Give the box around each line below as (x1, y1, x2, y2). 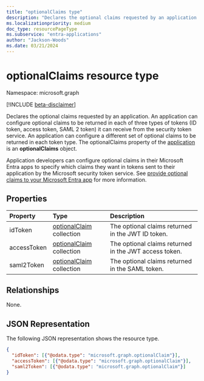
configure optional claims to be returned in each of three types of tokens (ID (6, 119, 197, 126)
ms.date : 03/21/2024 (6, 43, 59, 49)
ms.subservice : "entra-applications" (6, 32, 102, 38)
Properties (6, 194, 47, 204)
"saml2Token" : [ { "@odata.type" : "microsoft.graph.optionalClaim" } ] (12, 363, 186, 369)
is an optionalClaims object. (6, 145, 78, 152)
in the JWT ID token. (110, 229, 168, 238)
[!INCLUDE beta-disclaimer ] (6, 101, 76, 108)
